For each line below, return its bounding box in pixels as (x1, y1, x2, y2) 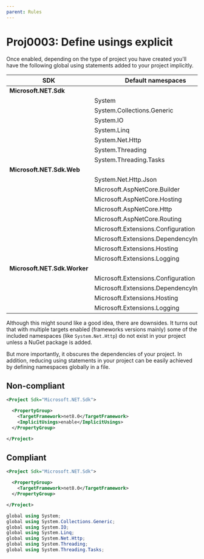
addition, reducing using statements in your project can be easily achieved (6, 357, 193, 364)
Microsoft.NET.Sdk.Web (9, 165, 80, 174)
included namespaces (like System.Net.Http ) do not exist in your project (6, 332, 186, 339)
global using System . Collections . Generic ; (6, 518, 115, 524)
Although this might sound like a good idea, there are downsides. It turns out (6, 319, 198, 326)
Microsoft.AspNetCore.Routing (93, 214, 182, 223)
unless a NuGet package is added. (6, 338, 92, 346)
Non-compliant (6, 380, 65, 391)
